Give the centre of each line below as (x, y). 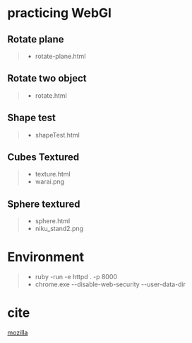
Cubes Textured (43, 157)
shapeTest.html (57, 135)
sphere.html (53, 221)
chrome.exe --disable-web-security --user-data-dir (110, 284)
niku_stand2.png (59, 229)
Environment (46, 257)
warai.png (50, 181)
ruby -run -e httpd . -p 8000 (76, 277)
